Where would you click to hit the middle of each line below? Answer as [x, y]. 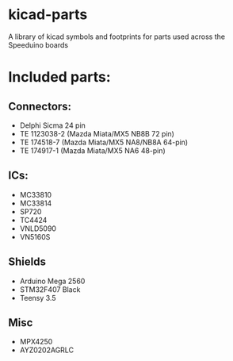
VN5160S [35, 236]
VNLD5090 [38, 229]
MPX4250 [36, 342]
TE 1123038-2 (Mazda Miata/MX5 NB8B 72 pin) [97, 133]
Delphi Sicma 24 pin [52, 125]
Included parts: [59, 77]
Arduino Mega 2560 [52, 281]
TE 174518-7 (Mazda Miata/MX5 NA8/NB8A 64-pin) [104, 142]
